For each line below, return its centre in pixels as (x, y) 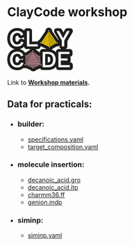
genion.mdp (45, 202)
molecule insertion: (51, 164)
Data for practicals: (50, 104)
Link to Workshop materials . (49, 82)
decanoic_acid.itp (53, 187)
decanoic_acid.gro (54, 180)
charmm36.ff (46, 194)
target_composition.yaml (63, 146)
